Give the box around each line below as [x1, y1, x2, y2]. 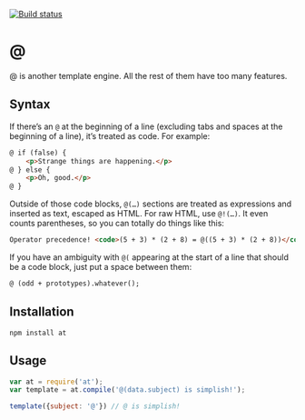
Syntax [9, 96, 51, 113]
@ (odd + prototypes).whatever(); [9, 279, 141, 288]
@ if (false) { [9, 148, 67, 157]
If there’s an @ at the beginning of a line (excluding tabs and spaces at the [9, 121, 283, 132]
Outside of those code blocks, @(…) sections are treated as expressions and [9, 198, 292, 209]
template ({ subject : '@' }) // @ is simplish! [9, 402, 181, 411]
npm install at [9, 328, 67, 337]
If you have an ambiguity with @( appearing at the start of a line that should [9, 252, 289, 263]
